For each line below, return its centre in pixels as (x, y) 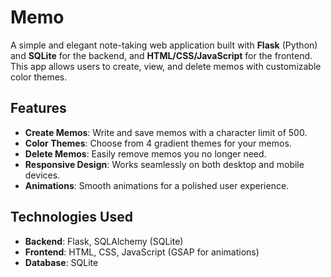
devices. (42, 175)
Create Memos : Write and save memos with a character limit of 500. (166, 132)
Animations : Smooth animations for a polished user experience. (157, 185)
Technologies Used (71, 217)
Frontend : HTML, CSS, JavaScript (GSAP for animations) (142, 252)
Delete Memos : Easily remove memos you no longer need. (145, 153)
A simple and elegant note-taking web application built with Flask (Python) (164, 45)
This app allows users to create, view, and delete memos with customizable (166, 66)
